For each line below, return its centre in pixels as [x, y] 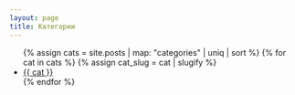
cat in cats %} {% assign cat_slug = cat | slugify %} [120, 62]
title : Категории [42, 26]
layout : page [34, 18]
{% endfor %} [49, 81]
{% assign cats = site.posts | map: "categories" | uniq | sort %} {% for [154, 52]
